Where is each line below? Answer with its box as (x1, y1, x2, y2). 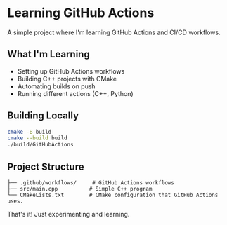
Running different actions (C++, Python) (17, 89, 134, 97)
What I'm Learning (7, 48, 90, 60)
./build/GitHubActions (7, 142, 74, 149)
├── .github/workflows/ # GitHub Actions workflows (7, 179, 174, 186)
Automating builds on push (17, 82, 96, 90)
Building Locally (7, 110, 79, 122)
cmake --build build (7, 135, 68, 142)
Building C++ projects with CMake (17, 74, 117, 83)
